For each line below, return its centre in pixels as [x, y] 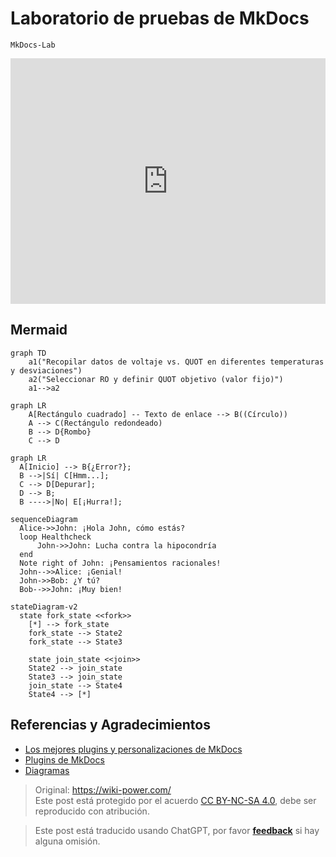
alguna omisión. [67, 841]
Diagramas [47, 770]
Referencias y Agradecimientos [110, 725]
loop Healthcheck [55, 537]
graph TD [28, 353]
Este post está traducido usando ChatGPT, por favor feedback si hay [177, 830]
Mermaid [39, 330]
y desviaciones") [46, 370]
